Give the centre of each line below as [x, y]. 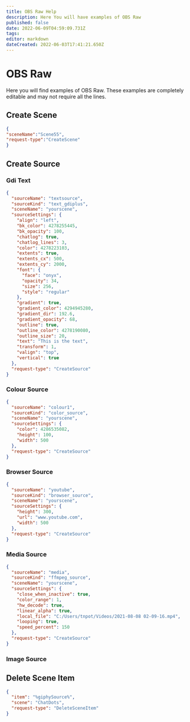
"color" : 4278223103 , [43, 248]
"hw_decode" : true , [41, 605]
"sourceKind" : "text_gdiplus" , [50, 204]
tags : [13, 34]
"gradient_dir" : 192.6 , [46, 314]
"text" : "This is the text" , [53, 341]
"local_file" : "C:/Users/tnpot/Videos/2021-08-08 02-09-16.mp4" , [99, 616]
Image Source [27, 659]
